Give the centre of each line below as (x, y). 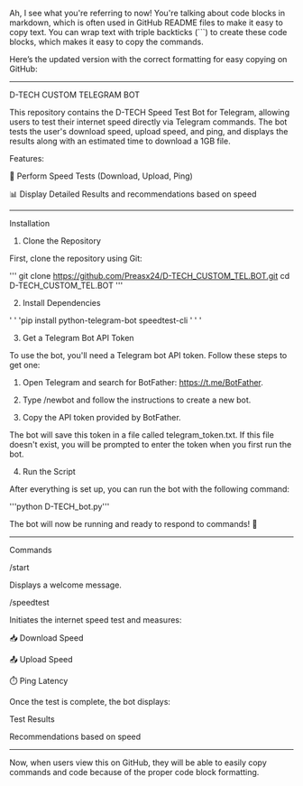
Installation (30, 223)
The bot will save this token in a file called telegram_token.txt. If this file (142, 435)
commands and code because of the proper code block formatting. (134, 772)
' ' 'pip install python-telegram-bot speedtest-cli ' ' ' (106, 320)
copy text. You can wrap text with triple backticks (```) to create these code (148, 32)
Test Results (32, 719)
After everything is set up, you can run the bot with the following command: (150, 489)
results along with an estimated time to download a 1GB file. (120, 141)
